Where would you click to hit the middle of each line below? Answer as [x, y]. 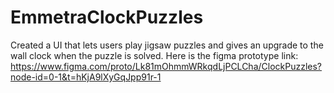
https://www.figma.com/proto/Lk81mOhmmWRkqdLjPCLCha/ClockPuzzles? [166, 66]
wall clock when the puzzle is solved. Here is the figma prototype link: [154, 55]
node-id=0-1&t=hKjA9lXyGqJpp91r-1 [86, 77]
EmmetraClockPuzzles [107, 17]
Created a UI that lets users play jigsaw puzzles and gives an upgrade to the [167, 45]
